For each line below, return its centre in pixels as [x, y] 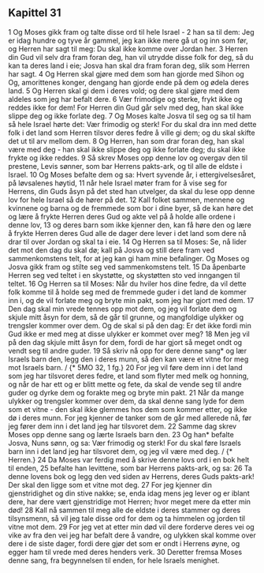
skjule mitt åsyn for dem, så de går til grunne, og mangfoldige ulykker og [126, 317]
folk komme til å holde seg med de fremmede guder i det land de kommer [127, 292]
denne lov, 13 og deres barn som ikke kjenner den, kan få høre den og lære [130, 225]
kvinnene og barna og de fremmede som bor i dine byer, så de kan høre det [131, 208]
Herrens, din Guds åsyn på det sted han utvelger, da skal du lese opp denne [132, 191]
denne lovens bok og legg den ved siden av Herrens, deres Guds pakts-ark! [131, 476]
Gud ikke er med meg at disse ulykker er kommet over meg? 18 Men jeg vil [129, 334]
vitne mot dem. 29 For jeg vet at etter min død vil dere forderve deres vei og [131, 526]
